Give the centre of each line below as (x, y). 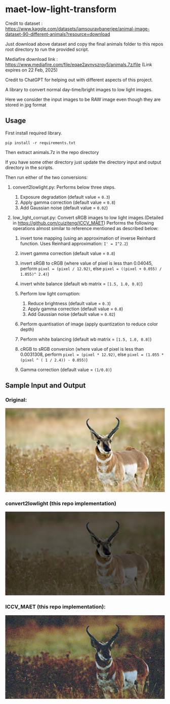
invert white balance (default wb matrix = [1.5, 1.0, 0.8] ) (81, 284)
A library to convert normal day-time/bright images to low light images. (79, 89)
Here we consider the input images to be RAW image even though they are (83, 99)
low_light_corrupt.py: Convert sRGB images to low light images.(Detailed (88, 217)
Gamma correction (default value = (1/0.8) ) (66, 369)
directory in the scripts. (30, 167)
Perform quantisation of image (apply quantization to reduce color (89, 324)
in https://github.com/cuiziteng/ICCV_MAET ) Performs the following (83, 223)
